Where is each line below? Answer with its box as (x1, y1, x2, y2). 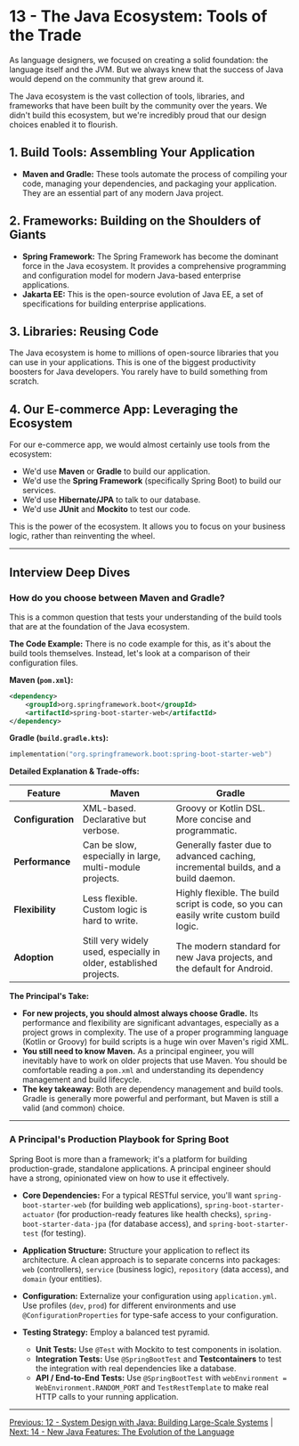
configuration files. (9, 657, 78, 668)
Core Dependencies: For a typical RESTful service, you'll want (21, 1190, 252, 1200)
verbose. (83, 825, 120, 837)
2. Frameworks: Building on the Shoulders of (9, 214, 262, 229)
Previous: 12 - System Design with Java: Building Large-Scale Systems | (9, 1417, 274, 1427)
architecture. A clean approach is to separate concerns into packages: (21, 1254, 280, 1265)
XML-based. (83, 802, 136, 815)
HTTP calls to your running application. (35, 1391, 180, 1401)
